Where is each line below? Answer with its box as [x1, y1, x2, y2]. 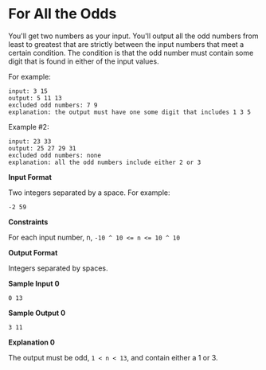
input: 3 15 [8, 87, 48, 95]
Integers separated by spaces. [8, 263, 108, 273]
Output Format [8, 247, 58, 257]
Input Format [8, 172, 52, 181]
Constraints [8, 216, 49, 227]
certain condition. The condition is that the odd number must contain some [8, 48, 254, 57]
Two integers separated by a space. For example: [8, 188, 170, 197]
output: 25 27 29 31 [8, 144, 77, 152]
